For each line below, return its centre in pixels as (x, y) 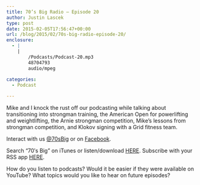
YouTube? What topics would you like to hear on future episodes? (88, 175)
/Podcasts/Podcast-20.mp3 (61, 57)
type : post (20, 23)
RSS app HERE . (26, 157)
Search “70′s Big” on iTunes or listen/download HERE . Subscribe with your (99, 150)
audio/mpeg (42, 68)
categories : (21, 79)
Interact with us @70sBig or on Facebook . (59, 139)
